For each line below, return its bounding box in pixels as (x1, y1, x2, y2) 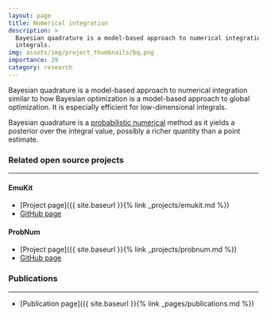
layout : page (8, 11, 52, 20)
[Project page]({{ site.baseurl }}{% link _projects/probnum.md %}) (19, 244, 237, 255)
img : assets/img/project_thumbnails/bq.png (8, 49, 155, 57)
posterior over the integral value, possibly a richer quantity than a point (8, 126, 241, 135)
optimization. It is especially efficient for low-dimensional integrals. (8, 102, 227, 111)
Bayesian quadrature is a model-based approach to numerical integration (8, 85, 248, 95)
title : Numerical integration (8, 19, 109, 27)
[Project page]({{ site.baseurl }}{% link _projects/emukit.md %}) (19, 201, 230, 210)
